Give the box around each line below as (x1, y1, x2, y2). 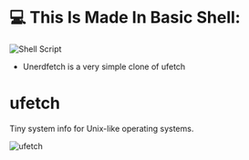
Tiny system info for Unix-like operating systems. (9, 123, 194, 134)
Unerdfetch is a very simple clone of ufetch (22, 61, 186, 72)
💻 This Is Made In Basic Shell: (9, 7, 241, 28)
